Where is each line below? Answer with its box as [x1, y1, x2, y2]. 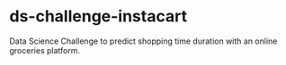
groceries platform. [9, 45, 81, 55]
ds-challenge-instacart [9, 6, 187, 27]
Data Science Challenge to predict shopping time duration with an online [9, 36, 278, 46]
